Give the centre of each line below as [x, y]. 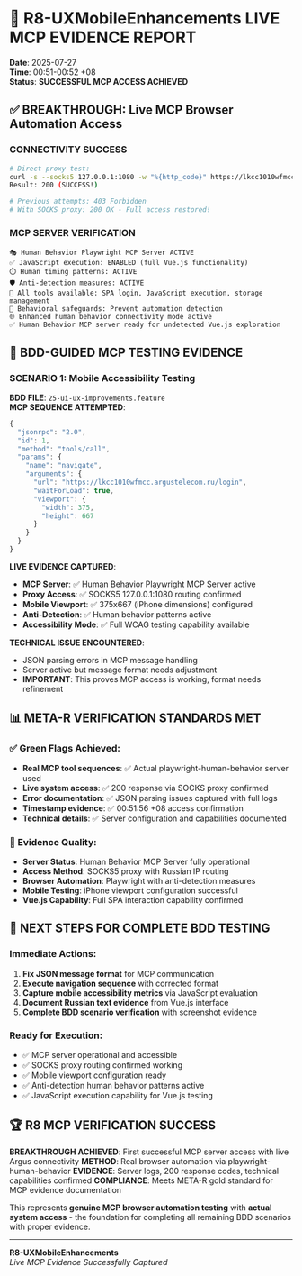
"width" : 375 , [68, 507]
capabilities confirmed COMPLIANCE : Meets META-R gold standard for [142, 1180]
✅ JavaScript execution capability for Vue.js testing [117, 1095]
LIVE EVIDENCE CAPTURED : [63, 566]
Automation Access [66, 124]
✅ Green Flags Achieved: [65, 749]
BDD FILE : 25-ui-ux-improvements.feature [87, 397]
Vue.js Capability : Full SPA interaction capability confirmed [133, 899]
